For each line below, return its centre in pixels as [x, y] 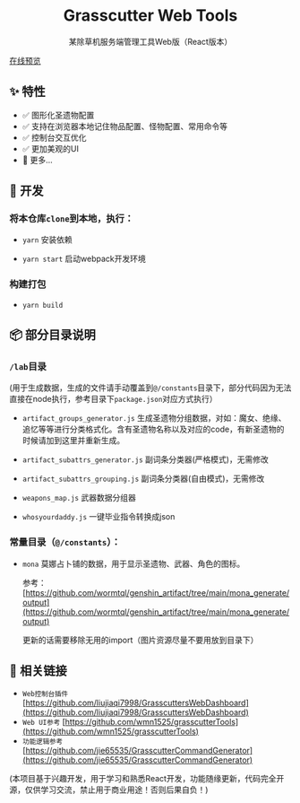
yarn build [43, 305]
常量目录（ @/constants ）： [65, 542]
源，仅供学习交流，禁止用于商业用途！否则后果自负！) [109, 790]
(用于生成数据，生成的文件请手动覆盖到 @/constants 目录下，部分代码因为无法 [150, 388]
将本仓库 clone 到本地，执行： [72, 219]
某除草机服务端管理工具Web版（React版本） [150, 41]
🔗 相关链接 [38, 671]
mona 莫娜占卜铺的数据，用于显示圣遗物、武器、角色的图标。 [133, 563]
